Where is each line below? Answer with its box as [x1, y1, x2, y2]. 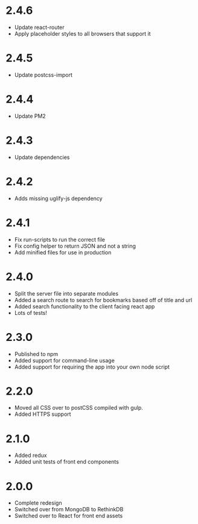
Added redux [14, 451, 47, 459]
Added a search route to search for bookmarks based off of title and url [14, 296, 193, 303]
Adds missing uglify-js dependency [14, 195, 103, 202]
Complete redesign [14, 499, 62, 506]
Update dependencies [14, 154, 70, 161]
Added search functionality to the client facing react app [14, 303, 155, 310]
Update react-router [14, 24, 65, 31]
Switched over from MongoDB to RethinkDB [14, 506, 124, 513]
